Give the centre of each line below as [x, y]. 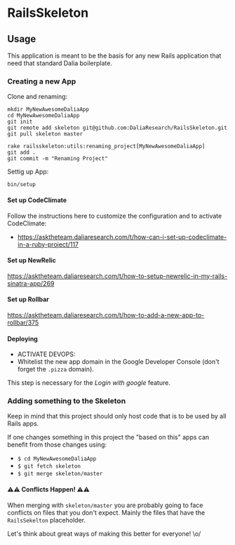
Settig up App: [28, 172]
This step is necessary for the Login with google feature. [89, 383]
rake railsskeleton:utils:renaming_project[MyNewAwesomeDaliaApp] [106, 146]
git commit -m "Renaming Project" [58, 159]
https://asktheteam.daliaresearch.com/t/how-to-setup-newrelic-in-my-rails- [117, 276]
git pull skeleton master [45, 134]
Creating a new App [42, 81]
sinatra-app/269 [31, 283]
